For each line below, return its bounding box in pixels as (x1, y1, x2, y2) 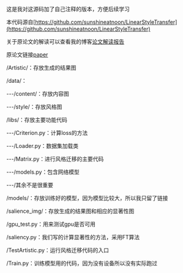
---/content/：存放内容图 (6, 90, 69, 97)
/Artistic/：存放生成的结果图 (6, 64, 77, 71)
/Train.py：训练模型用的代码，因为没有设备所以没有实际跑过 (6, 260, 158, 267)
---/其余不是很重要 (6, 182, 54, 188)
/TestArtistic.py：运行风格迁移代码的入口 (6, 247, 109, 253)
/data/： (6, 77, 28, 84)
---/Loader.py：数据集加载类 (6, 142, 79, 149)
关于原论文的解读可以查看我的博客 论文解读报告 (6, 38, 124, 45)
